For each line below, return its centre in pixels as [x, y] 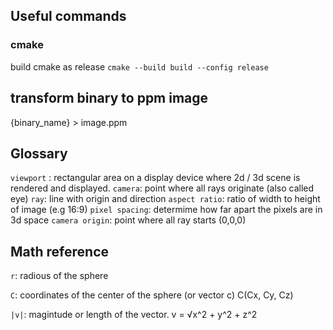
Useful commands [68, 16]
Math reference [59, 251]
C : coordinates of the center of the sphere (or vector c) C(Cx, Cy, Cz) [152, 295]
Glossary [39, 153]
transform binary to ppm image [109, 98]
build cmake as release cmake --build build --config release [139, 66]
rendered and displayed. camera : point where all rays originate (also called [162, 188]
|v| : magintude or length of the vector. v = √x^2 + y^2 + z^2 [134, 315]
